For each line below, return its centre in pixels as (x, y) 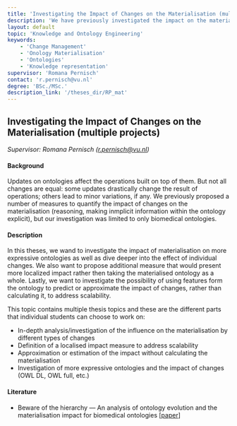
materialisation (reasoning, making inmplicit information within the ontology (116, 211)
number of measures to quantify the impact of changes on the (98, 204)
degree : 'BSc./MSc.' (38, 86)
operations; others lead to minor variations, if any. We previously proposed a (118, 196)
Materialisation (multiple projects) (84, 132)
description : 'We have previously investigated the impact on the (107, 20)
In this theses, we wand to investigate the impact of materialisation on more (117, 251)
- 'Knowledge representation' (65, 66)
